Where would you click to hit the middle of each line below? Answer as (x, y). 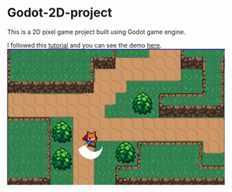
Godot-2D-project (60, 13)
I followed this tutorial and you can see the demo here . (85, 45)
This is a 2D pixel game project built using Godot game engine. (97, 32)
